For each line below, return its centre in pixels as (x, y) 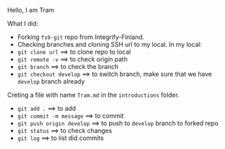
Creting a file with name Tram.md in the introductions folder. (93, 95)
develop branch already (51, 81)
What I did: (23, 23)
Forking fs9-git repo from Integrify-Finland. (81, 37)
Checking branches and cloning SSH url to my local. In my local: (110, 44)
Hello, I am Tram (31, 10)
